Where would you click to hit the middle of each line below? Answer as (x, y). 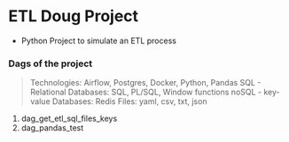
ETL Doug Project (74, 16)
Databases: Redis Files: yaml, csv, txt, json (129, 101)
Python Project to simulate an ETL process (98, 41)
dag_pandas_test (52, 128)
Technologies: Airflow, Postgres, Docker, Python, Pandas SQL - (145, 83)
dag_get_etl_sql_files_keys (69, 119)
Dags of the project (51, 64)
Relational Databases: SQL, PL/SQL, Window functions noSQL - (146, 92)
